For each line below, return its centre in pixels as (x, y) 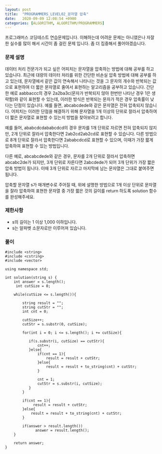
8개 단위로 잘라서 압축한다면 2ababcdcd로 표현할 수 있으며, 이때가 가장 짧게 (81, 140)
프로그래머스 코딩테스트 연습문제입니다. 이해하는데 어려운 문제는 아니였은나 (75, 37)
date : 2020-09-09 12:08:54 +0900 (41, 18)
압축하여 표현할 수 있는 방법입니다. (37, 146)
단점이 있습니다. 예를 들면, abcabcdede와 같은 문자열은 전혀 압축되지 (79, 105)
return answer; (29, 443)
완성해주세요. (22, 196)
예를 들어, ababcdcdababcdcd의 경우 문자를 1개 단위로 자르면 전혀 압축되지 (76, 128)
